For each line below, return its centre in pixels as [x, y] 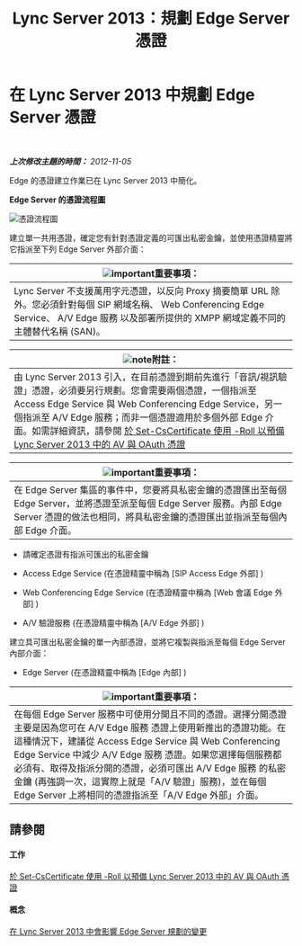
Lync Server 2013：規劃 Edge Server [151, 18]
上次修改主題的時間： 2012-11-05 [71, 161]
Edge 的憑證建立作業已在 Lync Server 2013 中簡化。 [106, 180]
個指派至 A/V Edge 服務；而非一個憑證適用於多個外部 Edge [138, 417]
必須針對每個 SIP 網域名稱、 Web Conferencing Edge [153, 304]
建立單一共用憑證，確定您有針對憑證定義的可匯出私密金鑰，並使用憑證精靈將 [151, 237]
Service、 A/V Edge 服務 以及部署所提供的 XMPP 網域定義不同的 [150, 317]
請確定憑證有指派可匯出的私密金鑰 [85, 554]
